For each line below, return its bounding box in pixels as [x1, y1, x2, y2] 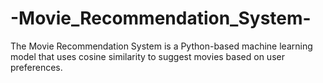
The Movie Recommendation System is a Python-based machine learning [10, 40, 313, 52]
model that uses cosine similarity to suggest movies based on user [10, 50, 285, 62]
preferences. [10, 61, 63, 73]
